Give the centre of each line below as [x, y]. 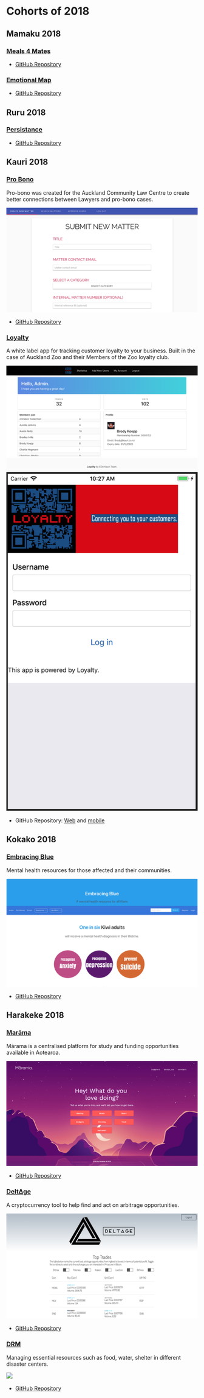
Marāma [19, 1033]
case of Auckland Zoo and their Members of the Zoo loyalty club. [88, 357]
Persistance [24, 130]
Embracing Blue [30, 857]
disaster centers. [27, 1364]
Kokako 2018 [31, 840]
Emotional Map [29, 80]
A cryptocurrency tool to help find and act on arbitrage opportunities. [93, 1205]
